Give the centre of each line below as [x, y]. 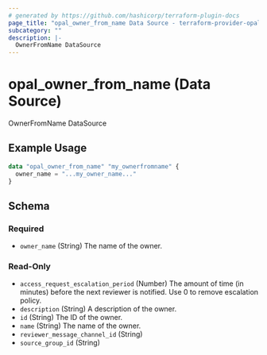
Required [26, 229]
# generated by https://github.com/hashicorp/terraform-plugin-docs [124, 15]
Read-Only [30, 267]
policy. [31, 301]
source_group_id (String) [60, 343]
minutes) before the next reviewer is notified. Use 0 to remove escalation [139, 292]
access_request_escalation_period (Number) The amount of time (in [132, 284]
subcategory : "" [35, 30]
